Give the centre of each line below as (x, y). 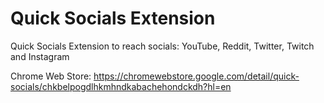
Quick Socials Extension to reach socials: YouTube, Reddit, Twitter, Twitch (162, 46)
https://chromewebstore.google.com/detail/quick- (196, 76)
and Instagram (40, 56)
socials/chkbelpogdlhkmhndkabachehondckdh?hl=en (121, 86)
